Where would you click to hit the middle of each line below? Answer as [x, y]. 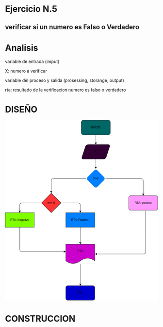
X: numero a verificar [26, 71]
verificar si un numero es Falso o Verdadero [72, 27]
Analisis [22, 48]
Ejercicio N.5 [31, 9]
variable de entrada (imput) [32, 61]
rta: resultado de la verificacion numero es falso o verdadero [65, 90]
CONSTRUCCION [40, 318]
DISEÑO [21, 109]
